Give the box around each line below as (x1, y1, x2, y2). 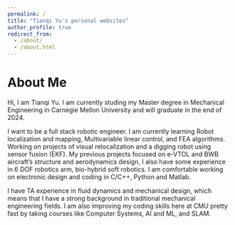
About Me (7, 74, 67, 91)
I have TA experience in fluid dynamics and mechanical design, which (7, 186, 212, 195)
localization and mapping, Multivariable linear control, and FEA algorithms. (7, 134, 226, 143)
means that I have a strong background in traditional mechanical (7, 194, 196, 202)
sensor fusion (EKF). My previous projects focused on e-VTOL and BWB (7, 149, 219, 158)
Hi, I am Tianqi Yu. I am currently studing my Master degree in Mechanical (7, 98, 224, 106)
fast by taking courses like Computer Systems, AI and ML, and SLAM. (7, 209, 211, 218)
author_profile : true (7, 24, 72, 31)
